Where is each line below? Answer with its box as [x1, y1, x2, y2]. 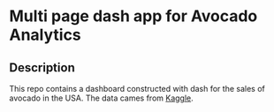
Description [9, 60, 75, 75]
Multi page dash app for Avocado [9, 6, 258, 26]
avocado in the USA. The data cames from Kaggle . [9, 93, 194, 103]
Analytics [9, 25, 81, 45]
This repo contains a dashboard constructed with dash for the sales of [9, 84, 265, 93]
